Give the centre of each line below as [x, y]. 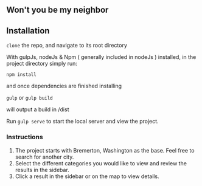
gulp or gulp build [30, 98]
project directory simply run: [42, 64]
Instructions [25, 137]
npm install [21, 75]
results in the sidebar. [42, 170]
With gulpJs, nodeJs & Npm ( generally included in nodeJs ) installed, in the [101, 57]
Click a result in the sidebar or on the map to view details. [87, 176]
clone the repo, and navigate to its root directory [67, 46]
